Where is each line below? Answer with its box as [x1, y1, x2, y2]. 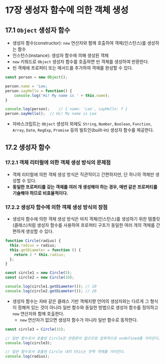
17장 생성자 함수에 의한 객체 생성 [5, 4, 129, 16]
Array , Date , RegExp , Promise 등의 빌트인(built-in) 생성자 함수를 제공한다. [12, 127, 154, 133]
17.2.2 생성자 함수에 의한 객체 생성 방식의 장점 [5, 203, 108, 210]
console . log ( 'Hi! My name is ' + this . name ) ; [14, 93, 110, 98]
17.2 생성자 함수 [5, 143, 51, 152]
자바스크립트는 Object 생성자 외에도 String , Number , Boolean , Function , [12, 121, 152, 127]
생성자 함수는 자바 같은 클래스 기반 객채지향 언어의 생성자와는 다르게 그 [12, 298, 149, 304]
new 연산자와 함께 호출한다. [12, 310, 65, 316]
